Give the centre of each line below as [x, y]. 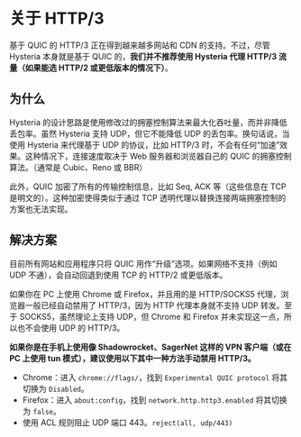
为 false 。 [41, 411]
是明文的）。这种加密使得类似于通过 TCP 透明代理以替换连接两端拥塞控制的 [148, 197]
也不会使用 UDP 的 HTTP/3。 [71, 328]
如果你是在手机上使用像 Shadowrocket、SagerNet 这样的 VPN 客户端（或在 [150, 347]
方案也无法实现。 [41, 209]
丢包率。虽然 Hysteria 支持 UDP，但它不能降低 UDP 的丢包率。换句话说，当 [150, 133]
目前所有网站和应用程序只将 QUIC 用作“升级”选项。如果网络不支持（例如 [143, 263]
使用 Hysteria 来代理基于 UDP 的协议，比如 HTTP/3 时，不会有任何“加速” [145, 144]
